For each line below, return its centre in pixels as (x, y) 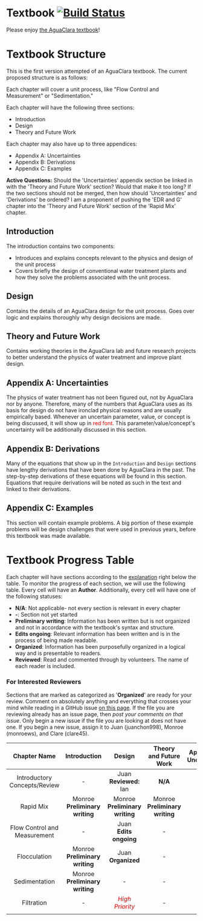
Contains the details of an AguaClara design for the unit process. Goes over (100, 311)
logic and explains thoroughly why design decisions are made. (84, 317)
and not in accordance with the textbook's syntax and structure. (95, 627)
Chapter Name (34, 756)
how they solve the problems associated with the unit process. (93, 277)
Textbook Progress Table (70, 560)
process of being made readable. (56, 640)
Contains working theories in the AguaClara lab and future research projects (101, 351)
